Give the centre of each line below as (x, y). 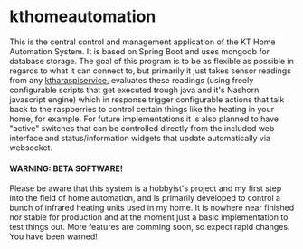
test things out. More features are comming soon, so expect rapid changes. (150, 227)
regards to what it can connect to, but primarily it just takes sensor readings (151, 71)
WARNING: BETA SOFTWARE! (66, 168)
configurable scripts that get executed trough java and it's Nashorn (134, 90)
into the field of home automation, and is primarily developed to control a (145, 198)
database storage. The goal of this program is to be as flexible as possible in (151, 61)
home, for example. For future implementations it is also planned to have (144, 119)
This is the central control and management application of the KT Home (142, 42)
